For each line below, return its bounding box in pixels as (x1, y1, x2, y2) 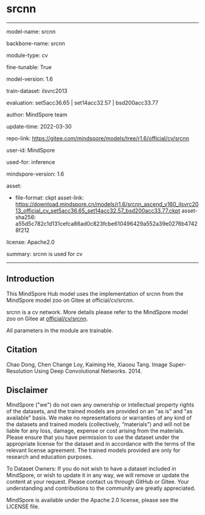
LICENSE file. (6, 503, 40, 510)
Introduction (6, 274, 55, 284)
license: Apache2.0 (6, 238, 55, 246)
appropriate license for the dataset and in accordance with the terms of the (6, 440, 195, 448)
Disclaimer (6, 385, 48, 395)
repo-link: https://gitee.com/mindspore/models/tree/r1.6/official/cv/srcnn (6, 134, 190, 142)
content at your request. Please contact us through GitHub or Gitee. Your (6, 478, 189, 486)
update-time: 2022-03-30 (6, 122, 72, 130)
